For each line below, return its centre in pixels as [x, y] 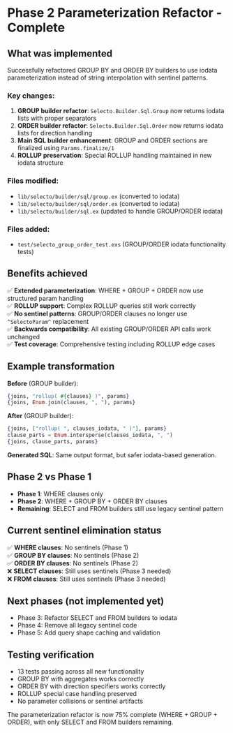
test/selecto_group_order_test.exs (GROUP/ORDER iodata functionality [122, 244]
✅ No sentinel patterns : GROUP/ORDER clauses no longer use [97, 313]
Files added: [29, 229]
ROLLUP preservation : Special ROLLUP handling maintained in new [115, 156]
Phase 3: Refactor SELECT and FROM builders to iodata [97, 618]
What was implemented [60, 53]
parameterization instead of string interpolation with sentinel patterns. [107, 77]
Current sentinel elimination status [84, 531]
